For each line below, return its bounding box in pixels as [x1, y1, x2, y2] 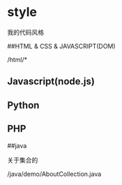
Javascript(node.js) [7, 76, 96, 88]
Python [7, 99, 40, 111]
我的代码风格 [7, 28, 44, 36]
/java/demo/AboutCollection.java [7, 170, 102, 178]
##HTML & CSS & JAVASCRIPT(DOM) [7, 42, 116, 50]
